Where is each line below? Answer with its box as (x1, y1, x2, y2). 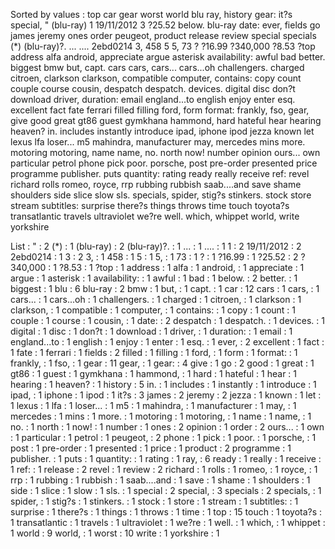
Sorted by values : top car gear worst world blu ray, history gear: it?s (10, 9, 293, 20)
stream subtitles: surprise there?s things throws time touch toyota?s (10, 200, 290, 211)
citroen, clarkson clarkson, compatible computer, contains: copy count (10, 72, 302, 84)
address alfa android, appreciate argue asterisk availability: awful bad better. (10, 51, 326, 63)
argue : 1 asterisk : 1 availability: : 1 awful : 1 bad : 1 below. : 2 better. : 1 (10, 272, 298, 284)
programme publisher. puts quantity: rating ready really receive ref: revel (10, 168, 310, 179)
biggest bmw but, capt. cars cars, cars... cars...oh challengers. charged (10, 62, 305, 73)
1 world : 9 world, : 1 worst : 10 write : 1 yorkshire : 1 (10, 527, 220, 539)
